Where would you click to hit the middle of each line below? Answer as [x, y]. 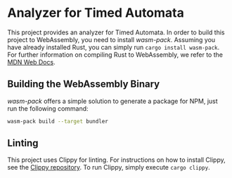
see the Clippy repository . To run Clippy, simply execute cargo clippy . [109, 167]
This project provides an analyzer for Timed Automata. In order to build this [116, 32]
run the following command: [48, 108]
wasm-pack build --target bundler [58, 121]
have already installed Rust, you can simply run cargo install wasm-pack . [114, 47]
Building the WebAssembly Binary [84, 84]
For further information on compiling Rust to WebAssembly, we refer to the [115, 55]
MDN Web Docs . [31, 62]
